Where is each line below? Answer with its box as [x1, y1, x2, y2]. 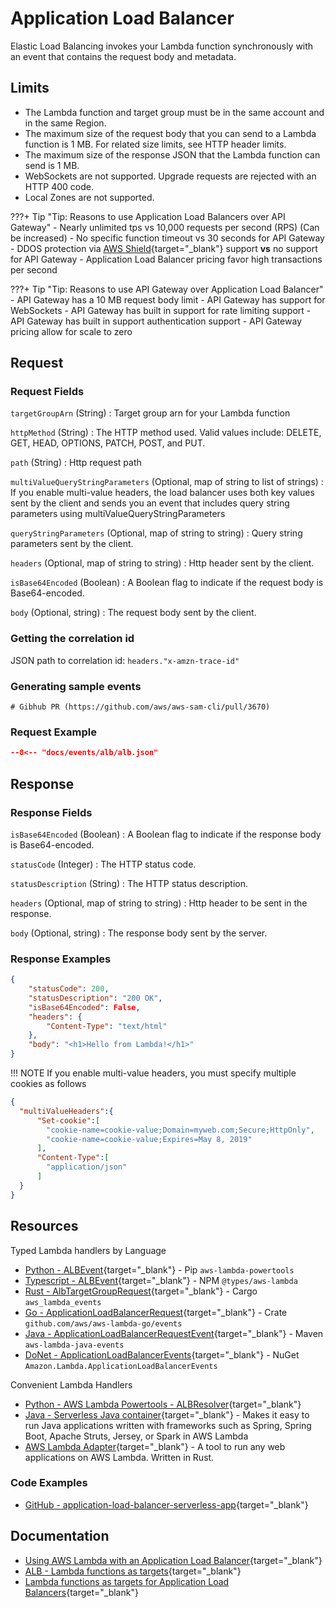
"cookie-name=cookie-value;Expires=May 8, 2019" [46, 1134, 253, 1144]
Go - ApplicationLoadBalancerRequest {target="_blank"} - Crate [24, 1306, 288, 1318]
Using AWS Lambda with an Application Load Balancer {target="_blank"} [24, 1554, 323, 1566]
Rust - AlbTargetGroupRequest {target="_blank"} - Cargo [24, 1285, 258, 1297]
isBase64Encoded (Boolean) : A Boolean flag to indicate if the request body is [10, 577, 324, 589]
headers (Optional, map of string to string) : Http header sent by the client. [10, 557, 315, 569]
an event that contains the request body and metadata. [10, 50, 237, 62]
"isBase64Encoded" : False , [28, 1002, 141, 1012]
